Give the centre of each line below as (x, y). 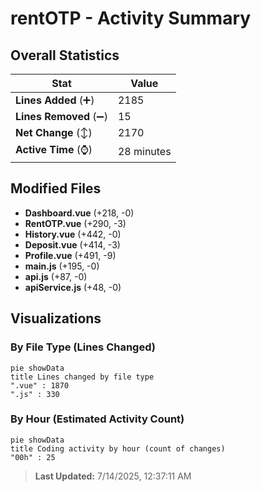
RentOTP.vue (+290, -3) (75, 223)
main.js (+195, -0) (62, 266)
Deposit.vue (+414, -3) (72, 244)
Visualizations (56, 318)
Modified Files (56, 188)
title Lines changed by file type (82, 377)
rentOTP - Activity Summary (131, 18)
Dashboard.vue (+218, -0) (79, 213)
